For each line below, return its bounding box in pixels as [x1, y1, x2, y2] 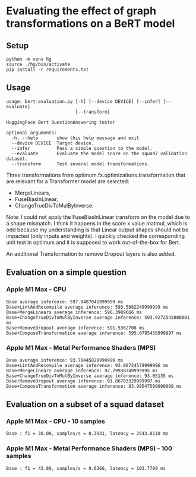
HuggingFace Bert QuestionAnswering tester [6, 119, 116, 125]
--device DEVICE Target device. [11, 140, 94, 146]
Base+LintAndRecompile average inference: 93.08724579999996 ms [6, 362, 169, 368]
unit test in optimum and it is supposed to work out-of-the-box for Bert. [6, 238, 181, 246]
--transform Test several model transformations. [11, 161, 150, 167]
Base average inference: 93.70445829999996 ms [6, 357, 124, 363]
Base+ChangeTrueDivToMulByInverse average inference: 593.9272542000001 [6, 314, 190, 321]
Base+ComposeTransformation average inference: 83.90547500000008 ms [6, 383, 182, 389]
